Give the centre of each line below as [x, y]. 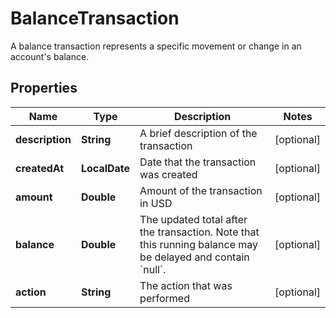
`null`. [153, 269]
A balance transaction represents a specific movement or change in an [156, 46]
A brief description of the [198, 133]
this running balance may [199, 244]
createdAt [40, 168]
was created [168, 174]
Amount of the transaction [201, 190]
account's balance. [50, 56]
